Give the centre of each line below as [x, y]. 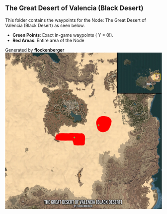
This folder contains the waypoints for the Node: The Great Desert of [76, 20]
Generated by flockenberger [35, 50]
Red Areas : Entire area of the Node [48, 40]
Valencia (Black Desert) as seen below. [45, 25]
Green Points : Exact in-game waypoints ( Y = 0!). [63, 35]
